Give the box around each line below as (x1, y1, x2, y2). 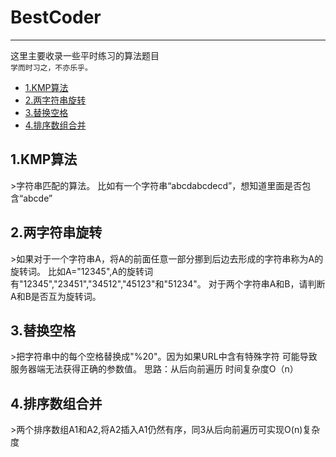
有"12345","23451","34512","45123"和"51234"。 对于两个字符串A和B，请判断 (10, 277, 326, 290)
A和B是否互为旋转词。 (10, 290, 102, 302)
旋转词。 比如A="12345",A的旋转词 (10, 265, 153, 277)
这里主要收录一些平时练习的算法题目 (10, 49, 160, 61)
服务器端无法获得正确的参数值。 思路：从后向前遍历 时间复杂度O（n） (10, 363, 299, 375)
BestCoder (10, 6, 102, 29)
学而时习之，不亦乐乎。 (10, 62, 93, 73)
